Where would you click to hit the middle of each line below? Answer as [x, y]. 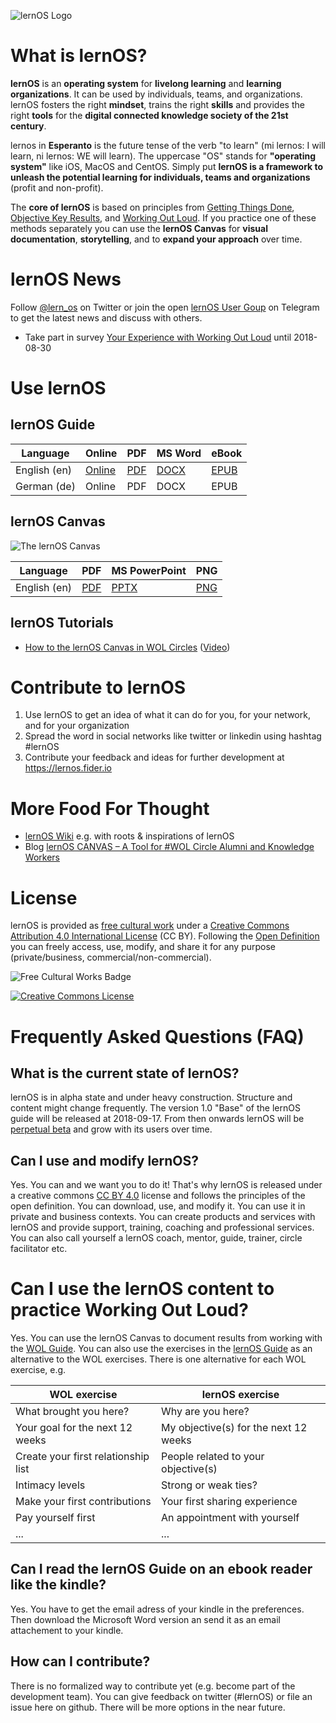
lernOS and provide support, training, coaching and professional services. [162, 1227]
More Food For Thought [110, 808]
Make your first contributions [83, 1502]
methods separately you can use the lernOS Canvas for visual [139, 228]
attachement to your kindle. [67, 1630]
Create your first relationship [82, 1457]
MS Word [179, 453]
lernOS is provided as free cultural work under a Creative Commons [150, 926]
